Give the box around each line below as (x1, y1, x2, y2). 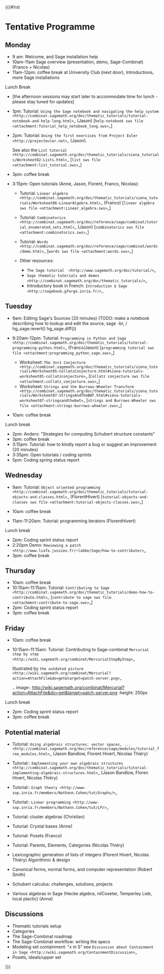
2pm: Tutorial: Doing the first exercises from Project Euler (12, 132, 138, 138)
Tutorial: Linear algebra (19, 191, 68, 196)
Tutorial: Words (19, 239, 48, 244)
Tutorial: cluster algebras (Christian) (12, 814, 85, 820)
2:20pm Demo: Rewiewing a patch (12, 542, 81, 548)
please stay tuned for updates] (12, 99, 74, 104)
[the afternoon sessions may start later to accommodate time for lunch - (12, 94, 158, 99)
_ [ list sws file (67, 157, 101, 162)
